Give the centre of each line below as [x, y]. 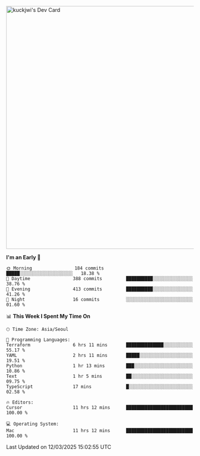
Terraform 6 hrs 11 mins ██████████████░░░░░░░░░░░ [100, 345]
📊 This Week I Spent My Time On [48, 316]
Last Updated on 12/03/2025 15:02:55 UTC [59, 447]
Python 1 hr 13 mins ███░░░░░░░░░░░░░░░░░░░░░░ [100, 366]
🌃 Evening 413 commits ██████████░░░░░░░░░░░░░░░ [100, 289]
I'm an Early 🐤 [24, 257]
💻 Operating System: [33, 424]
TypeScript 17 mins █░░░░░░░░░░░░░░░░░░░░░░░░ [100, 387]
